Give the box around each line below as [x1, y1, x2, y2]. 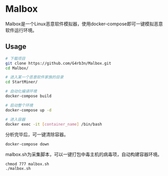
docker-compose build [5, 93, 52, 99]
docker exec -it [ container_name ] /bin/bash [5, 122, 102, 127]
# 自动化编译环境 [5, 89, 37, 94]
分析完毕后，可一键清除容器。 [5, 131, 68, 138]
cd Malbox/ [5, 65, 29, 71]
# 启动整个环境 [5, 103, 33, 108]
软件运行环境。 [5, 27, 37, 33]
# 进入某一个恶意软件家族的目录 [5, 75, 64, 80]
